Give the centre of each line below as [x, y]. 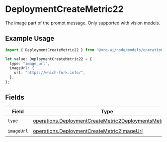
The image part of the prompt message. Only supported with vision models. [83, 23]
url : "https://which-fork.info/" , [50, 73]
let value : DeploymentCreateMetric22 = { [49, 59]
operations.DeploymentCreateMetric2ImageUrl [88, 131]
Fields [15, 98]
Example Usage [30, 38]
